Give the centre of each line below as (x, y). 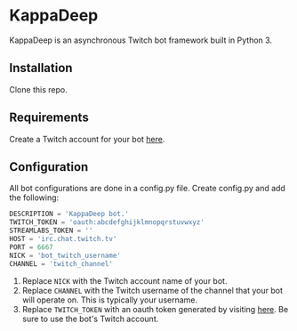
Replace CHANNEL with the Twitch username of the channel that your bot (152, 290)
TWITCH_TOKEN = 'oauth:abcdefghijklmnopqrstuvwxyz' (107, 222)
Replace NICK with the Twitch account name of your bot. (124, 280)
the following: (34, 198)
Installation (41, 68)
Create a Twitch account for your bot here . (87, 139)
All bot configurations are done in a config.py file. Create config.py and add (148, 189)
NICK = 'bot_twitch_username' (65, 255)
